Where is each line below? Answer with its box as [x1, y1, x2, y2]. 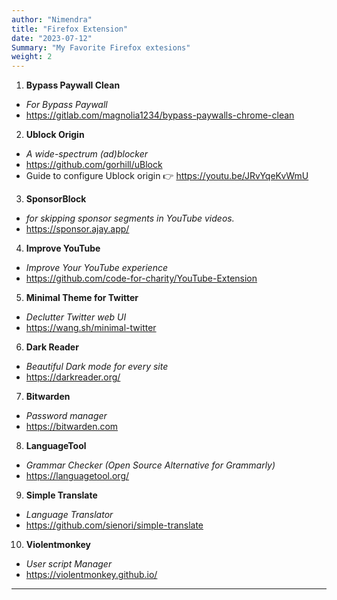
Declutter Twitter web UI [25, 311, 127, 323]
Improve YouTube [25, 242, 101, 255]
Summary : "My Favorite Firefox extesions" [11, 42, 191, 53]
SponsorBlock [25, 193, 87, 205]
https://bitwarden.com [25, 421, 119, 433]
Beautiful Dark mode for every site [25, 361, 169, 373]
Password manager [25, 410, 108, 422]
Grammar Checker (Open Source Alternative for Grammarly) [25, 459, 276, 471]
